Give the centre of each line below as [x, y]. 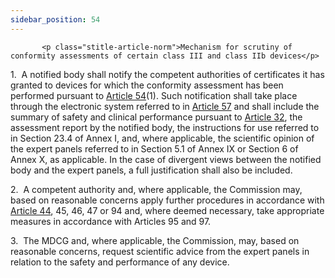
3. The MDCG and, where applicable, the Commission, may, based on [155, 240]
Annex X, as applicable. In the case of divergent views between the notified [166, 159]
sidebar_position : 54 [55, 19]
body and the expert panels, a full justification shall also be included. [151, 170]
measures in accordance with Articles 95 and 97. [111, 221]
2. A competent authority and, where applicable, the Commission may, [156, 189]
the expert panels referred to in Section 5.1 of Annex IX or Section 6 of [154, 148]
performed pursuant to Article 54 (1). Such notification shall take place [154, 95]
